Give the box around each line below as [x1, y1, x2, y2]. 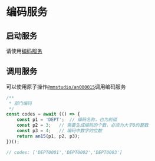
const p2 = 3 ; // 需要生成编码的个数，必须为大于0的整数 [17, 122, 149, 129]
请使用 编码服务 [6, 48, 42, 54]
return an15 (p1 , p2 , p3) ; [17, 133, 81, 139]
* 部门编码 [8, 100, 32, 106]
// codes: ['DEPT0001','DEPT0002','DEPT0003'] [6, 149, 123, 155]
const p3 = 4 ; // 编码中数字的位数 [17, 128, 102, 134]
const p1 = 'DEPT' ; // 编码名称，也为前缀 [17, 117, 117, 123]
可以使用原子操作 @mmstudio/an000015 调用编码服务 [6, 83, 126, 90]
